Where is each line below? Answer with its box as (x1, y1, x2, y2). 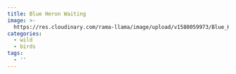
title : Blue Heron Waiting (7, 10, 86, 18)
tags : (7, 50, 23, 57)
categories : (7, 30, 42, 37)
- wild (13, 37, 33, 44)
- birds (13, 43, 37, 50)
